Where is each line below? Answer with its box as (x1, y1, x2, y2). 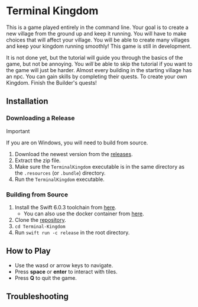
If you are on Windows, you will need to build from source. (6, 139, 148, 146)
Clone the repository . (14, 216, 66, 223)
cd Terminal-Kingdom (14, 224, 66, 230)
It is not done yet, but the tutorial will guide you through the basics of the (6, 54, 183, 61)
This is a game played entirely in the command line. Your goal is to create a (6, 24, 189, 31)
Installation (6, 96, 48, 106)
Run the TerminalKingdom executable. (14, 176, 105, 183)
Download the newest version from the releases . (14, 150, 133, 157)
